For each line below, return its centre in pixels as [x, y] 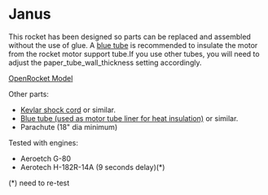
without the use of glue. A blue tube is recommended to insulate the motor [133, 45]
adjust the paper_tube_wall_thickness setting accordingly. [105, 63]
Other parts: [29, 93]
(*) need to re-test [39, 183]
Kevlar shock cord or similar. [68, 110]
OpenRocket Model [41, 78]
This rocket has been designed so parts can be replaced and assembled [130, 37]
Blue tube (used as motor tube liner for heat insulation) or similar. [129, 118]
